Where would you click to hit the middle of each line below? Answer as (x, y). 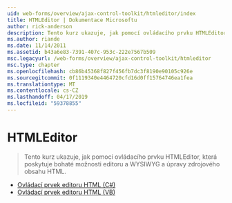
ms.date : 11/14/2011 (37, 46)
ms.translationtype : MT (41, 84)
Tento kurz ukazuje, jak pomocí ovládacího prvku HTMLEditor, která (120, 157)
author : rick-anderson (40, 26)
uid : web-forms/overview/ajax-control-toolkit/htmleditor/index (101, 13)
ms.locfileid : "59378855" (44, 104)
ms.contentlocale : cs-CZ (43, 90)
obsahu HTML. (45, 171)
